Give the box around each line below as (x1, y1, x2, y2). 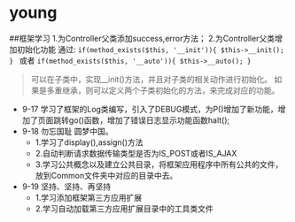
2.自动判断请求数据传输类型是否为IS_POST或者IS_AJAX (35, 148, 237, 158)
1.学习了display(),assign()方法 (35, 136, 144, 148)
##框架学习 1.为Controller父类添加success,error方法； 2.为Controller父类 (9, 33, 276, 43)
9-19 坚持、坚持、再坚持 (21, 180, 112, 192)
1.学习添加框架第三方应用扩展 (35, 192, 143, 203)
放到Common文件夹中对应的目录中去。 (35, 170, 178, 180)
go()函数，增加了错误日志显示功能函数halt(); (68, 114, 230, 126)
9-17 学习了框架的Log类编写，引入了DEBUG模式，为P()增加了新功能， (21, 103, 279, 114)
